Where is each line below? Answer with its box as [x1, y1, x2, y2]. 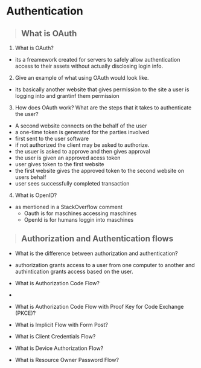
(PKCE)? [14, 309, 36, 317]
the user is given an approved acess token [14, 154, 121, 161]
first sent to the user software [14, 135, 89, 142]
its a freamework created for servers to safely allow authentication [14, 56, 180, 63]
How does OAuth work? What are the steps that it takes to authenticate [14, 104, 192, 111]
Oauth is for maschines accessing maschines [24, 210, 137, 217]
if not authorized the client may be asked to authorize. [14, 141, 150, 149]
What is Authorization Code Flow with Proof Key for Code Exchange [14, 303, 184, 310]
